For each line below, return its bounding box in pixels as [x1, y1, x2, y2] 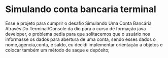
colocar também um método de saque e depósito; [5, 47, 110, 53]
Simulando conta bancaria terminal [5, 4, 156, 15]
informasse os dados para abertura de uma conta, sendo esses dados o [5, 36, 156, 42]
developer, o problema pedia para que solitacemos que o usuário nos [5, 31, 151, 37]
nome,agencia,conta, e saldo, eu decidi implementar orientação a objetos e [5, 41, 163, 47]
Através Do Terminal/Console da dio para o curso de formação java [5, 25, 146, 31]
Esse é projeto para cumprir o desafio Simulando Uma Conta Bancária [5, 20, 152, 26]
